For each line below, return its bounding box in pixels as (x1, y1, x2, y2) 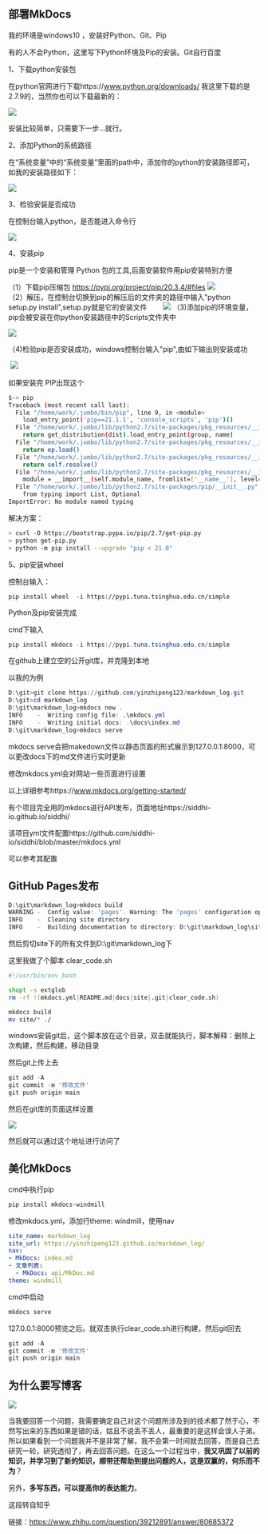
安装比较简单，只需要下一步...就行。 (8, 123, 127, 133)
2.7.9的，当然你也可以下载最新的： (8, 91, 122, 101)
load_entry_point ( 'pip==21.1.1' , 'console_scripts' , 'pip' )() (22, 416, 234, 424)
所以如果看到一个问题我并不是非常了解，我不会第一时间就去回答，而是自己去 (8, 1436, 260, 1446)
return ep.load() (22, 445, 81, 453)
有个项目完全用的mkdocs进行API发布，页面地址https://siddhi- (8, 802, 211, 812)
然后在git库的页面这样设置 (8, 1105, 94, 1113)
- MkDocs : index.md (8, 1254, 73, 1262)
